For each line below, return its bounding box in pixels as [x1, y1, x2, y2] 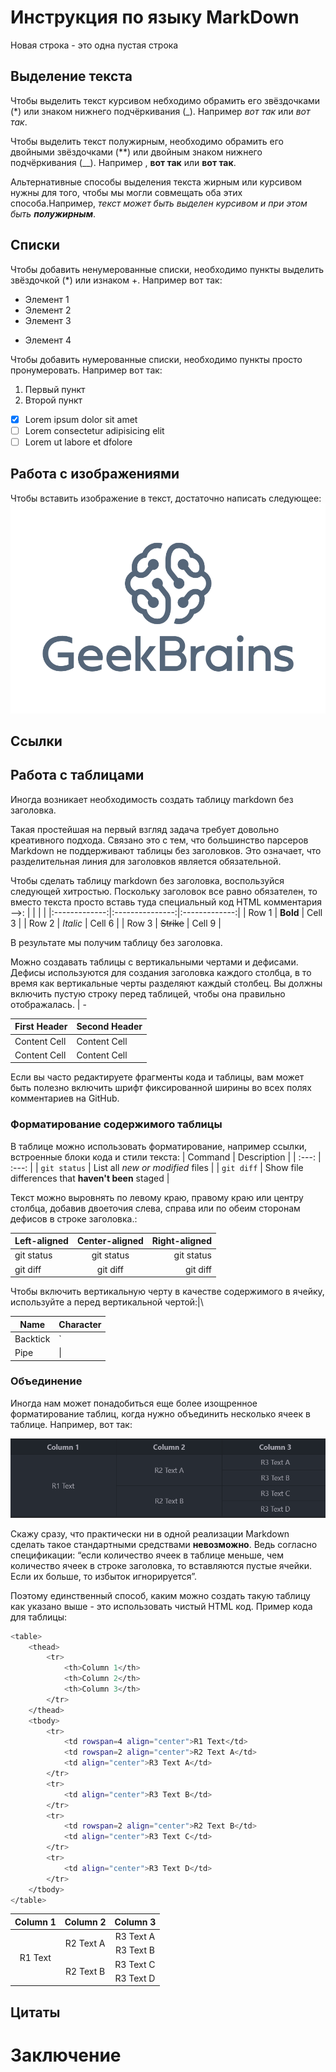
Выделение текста [10, 68, 133, 85]
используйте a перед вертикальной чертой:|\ [10, 1296, 204, 1308]
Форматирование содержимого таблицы [10, 1117, 223, 1131]
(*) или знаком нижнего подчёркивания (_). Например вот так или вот [10, 105, 311, 117]
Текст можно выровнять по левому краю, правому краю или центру [10, 1191, 304, 1203]
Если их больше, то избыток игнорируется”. [10, 1570, 198, 1582]
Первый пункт [24, 383, 86, 395]
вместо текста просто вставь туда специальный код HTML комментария [10, 896, 322, 908]
